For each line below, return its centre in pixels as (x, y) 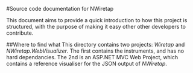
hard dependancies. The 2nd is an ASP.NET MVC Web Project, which (92, 57)
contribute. (20, 33)
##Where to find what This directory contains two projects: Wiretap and (96, 45)
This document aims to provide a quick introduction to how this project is (97, 20)
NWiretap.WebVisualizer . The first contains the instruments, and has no (95, 51)
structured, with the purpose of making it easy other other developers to (96, 27)
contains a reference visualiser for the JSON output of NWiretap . (87, 63)
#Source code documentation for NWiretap (60, 9)
